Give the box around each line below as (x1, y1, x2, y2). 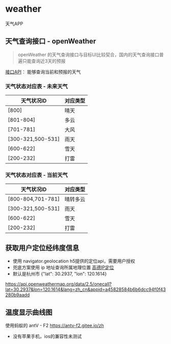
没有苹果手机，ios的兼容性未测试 (12, 333, 82, 339)
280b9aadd (5, 292, 30, 298)
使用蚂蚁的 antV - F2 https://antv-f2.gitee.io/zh (5, 322, 104, 328)
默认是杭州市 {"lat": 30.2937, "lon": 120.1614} (12, 271, 107, 277)
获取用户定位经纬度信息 (5, 243, 79, 252)
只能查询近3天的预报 (22, 58, 66, 64)
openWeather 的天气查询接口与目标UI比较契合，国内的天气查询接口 (17, 52, 160, 58)
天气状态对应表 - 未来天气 (5, 83, 68, 90)
